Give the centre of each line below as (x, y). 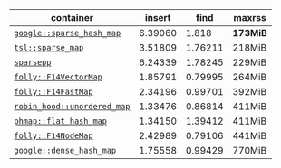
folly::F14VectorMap (58, 77)
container (72, 18)
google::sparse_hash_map (68, 33)
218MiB (250, 47)
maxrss (250, 18)
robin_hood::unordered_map (72, 106)
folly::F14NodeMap (53, 136)
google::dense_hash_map (65, 150)
